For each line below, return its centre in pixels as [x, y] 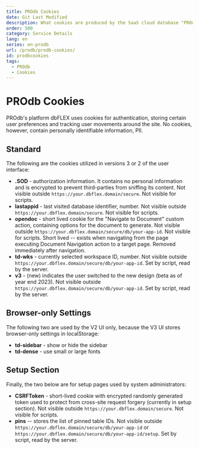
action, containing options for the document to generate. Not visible [97, 225]
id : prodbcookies [28, 56]
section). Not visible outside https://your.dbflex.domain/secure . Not [99, 408]
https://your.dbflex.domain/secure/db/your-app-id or [82, 427]
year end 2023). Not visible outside [58, 282]
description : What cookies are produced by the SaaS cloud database [92, 23]
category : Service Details [39, 34]
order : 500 [20, 28]
